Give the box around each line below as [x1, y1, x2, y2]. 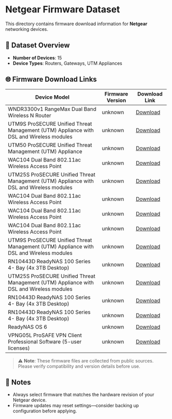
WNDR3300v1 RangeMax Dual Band [8, 105, 96, 113]
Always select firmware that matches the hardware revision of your [12, 392, 155, 398]
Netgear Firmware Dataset [5, 4, 120, 15]
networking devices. [5, 26, 49, 32]
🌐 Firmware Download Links [5, 75, 97, 84]
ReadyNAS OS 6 [8, 323, 48, 330]
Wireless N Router [8, 112, 52, 119]
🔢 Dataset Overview [5, 41, 70, 50]
